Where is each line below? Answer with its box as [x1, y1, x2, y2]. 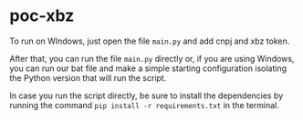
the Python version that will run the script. [9, 72, 167, 83]
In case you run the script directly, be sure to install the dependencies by [9, 90, 284, 101]
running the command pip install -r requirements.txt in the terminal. [9, 99, 280, 110]
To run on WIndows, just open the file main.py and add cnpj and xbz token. [9, 35, 290, 46]
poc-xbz [9, 5, 75, 26]
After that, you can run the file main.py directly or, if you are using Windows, [9, 53, 295, 64]
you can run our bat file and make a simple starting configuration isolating [9, 63, 287, 74]
